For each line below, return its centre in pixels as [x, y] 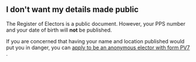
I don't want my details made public [72, 10]
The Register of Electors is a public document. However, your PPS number [96, 23]
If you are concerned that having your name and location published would [95, 41]
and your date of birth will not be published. [59, 30]
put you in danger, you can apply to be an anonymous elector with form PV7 [98, 47]
